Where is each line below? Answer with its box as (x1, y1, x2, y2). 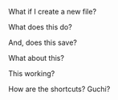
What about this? (8, 54, 64, 62)
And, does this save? (8, 38, 78, 47)
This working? (8, 69, 55, 78)
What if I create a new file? (8, 7, 97, 16)
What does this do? (8, 22, 72, 31)
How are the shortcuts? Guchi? (8, 84, 111, 94)
